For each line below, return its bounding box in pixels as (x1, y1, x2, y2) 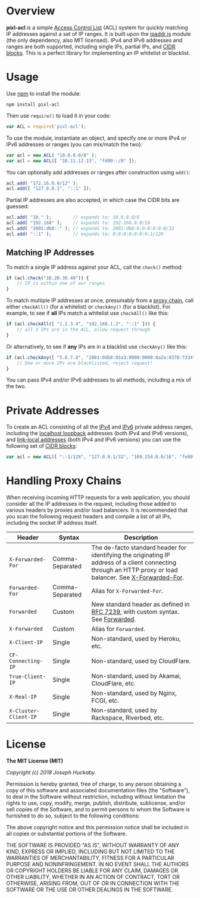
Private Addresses (6, 404, 100, 417)
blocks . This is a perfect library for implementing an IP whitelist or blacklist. (6, 49, 190, 56)
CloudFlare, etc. (91, 679, 136, 688)
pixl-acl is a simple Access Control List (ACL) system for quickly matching (6, 24, 189, 31)
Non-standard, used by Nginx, (91, 689, 177, 697)
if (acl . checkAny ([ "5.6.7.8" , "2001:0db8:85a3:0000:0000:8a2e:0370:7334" (6, 354, 196, 361)
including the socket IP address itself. (6, 519, 98, 527)
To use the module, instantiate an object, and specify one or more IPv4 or (6, 134, 186, 142)
